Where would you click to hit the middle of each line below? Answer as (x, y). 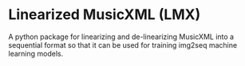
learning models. (36, 53)
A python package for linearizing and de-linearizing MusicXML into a (121, 37)
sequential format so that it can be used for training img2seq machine (123, 45)
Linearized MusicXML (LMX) (105, 15)
